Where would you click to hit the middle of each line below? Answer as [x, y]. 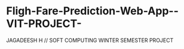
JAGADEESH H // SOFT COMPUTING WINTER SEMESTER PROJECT [90, 40]
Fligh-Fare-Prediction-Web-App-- [93, 11]
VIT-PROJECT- [44, 24]
